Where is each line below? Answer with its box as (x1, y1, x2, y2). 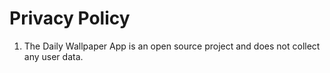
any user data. (23, 50, 84, 62)
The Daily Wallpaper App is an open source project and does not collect (23, 40, 321, 52)
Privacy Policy (9, 7, 131, 30)
